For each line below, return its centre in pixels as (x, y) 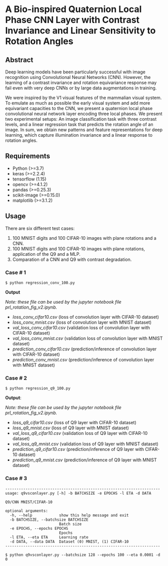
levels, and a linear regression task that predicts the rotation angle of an (79, 124)
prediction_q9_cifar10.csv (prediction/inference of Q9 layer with (78, 449)
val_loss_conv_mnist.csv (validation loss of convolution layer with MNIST (88, 338)
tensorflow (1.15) (29, 179)
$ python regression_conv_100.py (40, 282)
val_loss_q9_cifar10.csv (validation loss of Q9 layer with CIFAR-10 (80, 433)
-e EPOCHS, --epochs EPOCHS (39, 528)
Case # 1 (16, 272)
